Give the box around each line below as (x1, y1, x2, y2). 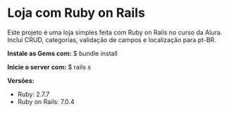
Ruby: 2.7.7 (17, 90, 50, 98)
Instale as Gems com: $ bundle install (7, 49, 118, 58)
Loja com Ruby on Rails (7, 5, 146, 21)
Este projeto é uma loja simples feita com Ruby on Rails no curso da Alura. (7, 28, 223, 36)
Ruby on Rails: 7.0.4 (17, 97, 75, 106)
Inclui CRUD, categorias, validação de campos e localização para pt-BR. (7, 35, 216, 44)
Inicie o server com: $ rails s (7, 62, 92, 71)
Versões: (7, 76, 35, 85)
